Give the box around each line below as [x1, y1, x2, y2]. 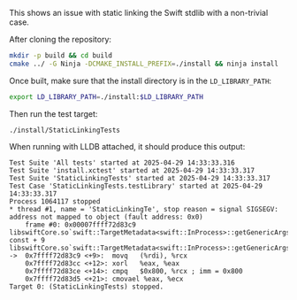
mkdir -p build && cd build [9, 51, 113, 60]
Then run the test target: [9, 108, 98, 119]
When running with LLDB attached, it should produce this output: [9, 141, 246, 151]
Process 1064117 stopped [9, 196, 101, 206]
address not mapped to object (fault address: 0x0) [9, 212, 203, 221]
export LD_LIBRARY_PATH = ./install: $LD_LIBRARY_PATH [9, 92, 203, 101]
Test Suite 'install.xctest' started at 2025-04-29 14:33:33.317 [9, 165, 255, 175]
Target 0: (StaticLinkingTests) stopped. [9, 282, 164, 291]
